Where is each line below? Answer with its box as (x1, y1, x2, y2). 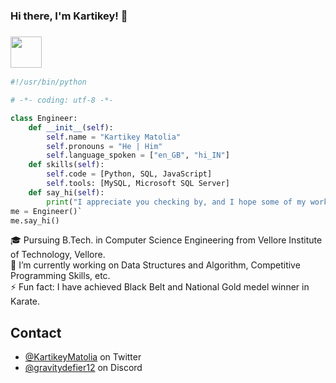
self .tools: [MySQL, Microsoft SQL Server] (46, 179, 230, 189)
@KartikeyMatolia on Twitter (24, 351, 142, 363)
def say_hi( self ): (28, 187, 105, 198)
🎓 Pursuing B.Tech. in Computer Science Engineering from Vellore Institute (10, 234, 323, 246)
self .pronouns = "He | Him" (46, 141, 163, 151)
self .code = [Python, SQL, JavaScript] (46, 169, 213, 179)
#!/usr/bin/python (10, 77, 87, 88)
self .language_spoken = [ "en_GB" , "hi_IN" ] (46, 150, 230, 161)
